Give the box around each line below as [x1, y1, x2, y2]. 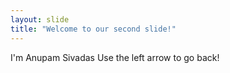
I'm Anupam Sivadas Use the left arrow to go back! [10, 51, 220, 63]
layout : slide [10, 14, 70, 25]
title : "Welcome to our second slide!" [10, 24, 177, 34]
